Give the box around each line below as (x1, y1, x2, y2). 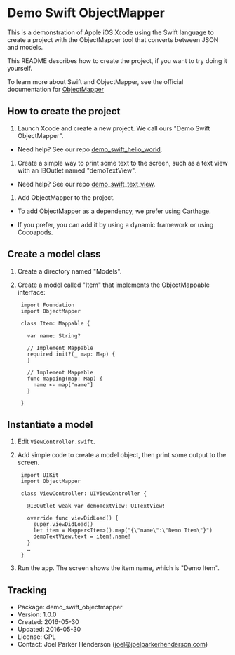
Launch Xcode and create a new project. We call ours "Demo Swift (17, 124, 210, 133)
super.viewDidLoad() (33, 521, 93, 528)
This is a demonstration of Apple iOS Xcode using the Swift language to (7, 28, 214, 36)
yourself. (7, 64, 33, 72)
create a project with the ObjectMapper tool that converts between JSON (7, 35, 219, 43)
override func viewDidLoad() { (27, 515, 119, 522)
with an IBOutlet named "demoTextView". (17, 166, 137, 175)
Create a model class (7, 248, 101, 260)
